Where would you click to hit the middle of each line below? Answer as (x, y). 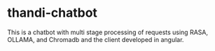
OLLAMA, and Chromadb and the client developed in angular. (96, 39)
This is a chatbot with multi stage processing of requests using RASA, (108, 32)
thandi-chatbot (53, 13)
